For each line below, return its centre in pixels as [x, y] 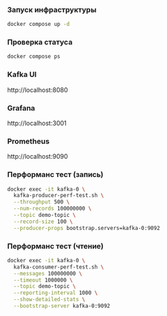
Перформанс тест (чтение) [56, 246]
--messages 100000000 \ [48, 273]
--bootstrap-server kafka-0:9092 [62, 306]
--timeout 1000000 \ [43, 280]
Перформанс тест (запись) [55, 175]
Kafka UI [22, 75]
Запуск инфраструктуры [52, 10]
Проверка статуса [40, 42]
